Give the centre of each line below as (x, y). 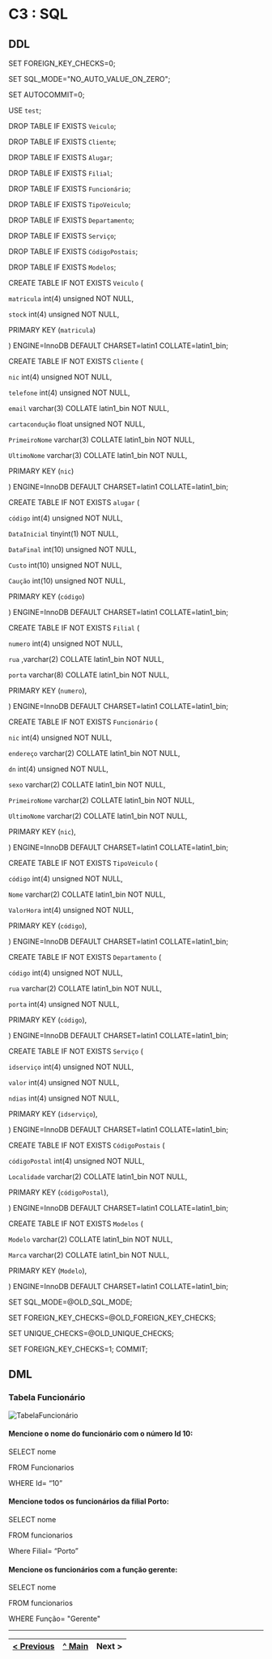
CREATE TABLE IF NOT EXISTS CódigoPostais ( (87, 1145)
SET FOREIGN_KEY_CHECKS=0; (62, 63)
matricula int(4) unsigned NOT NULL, (71, 299)
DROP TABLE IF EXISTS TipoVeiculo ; (70, 204)
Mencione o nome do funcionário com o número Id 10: (101, 1434)
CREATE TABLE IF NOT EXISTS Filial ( (74, 628)
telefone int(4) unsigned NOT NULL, (70, 392)
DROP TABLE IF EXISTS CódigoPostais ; (73, 251)
